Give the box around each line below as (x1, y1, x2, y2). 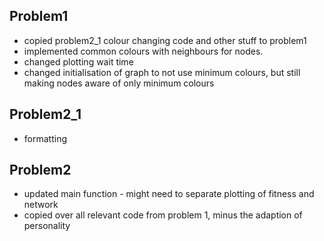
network (23, 199, 59, 211)
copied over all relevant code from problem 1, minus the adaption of (23, 209, 303, 221)
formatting (23, 132, 67, 144)
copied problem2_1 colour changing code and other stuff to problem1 (23, 34, 307, 46)
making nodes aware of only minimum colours (23, 77, 215, 89)
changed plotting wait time (23, 55, 134, 68)
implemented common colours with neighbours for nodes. (23, 45, 264, 57)
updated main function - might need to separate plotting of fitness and (23, 188, 315, 200)
